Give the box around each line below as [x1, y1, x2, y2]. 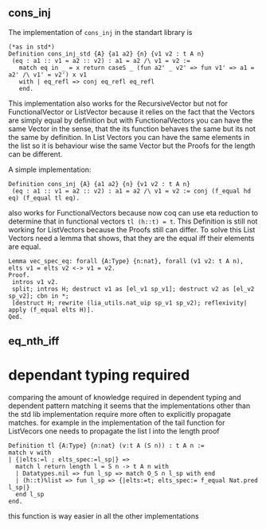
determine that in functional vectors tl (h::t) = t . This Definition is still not [8, 216, 258, 226]
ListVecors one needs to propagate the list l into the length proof [8, 426, 220, 436]
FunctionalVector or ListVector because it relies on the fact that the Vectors [8, 107, 255, 116]
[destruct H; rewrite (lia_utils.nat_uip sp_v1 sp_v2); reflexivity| [11, 298, 248, 307]
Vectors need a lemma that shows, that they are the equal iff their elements [8, 233, 255, 243]
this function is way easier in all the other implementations [8, 511, 199, 521]
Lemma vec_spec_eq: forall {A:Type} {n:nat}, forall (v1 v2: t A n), [8, 257, 244, 265]
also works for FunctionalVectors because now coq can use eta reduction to [8, 208, 259, 217]
